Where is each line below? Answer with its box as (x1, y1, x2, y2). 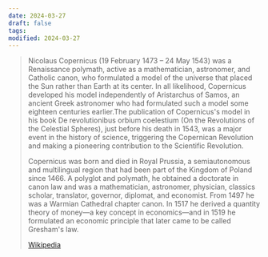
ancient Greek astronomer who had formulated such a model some (27, 98, 250, 108)
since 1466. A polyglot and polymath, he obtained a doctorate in (27, 174, 239, 183)
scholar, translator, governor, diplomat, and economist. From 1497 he (27, 191, 254, 200)
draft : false (8, 19, 52, 27)
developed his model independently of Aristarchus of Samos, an (27, 90, 240, 100)
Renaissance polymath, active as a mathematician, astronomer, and (27, 65, 250, 74)
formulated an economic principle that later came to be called (27, 216, 231, 226)
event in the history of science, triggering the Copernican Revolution (27, 133, 254, 143)
